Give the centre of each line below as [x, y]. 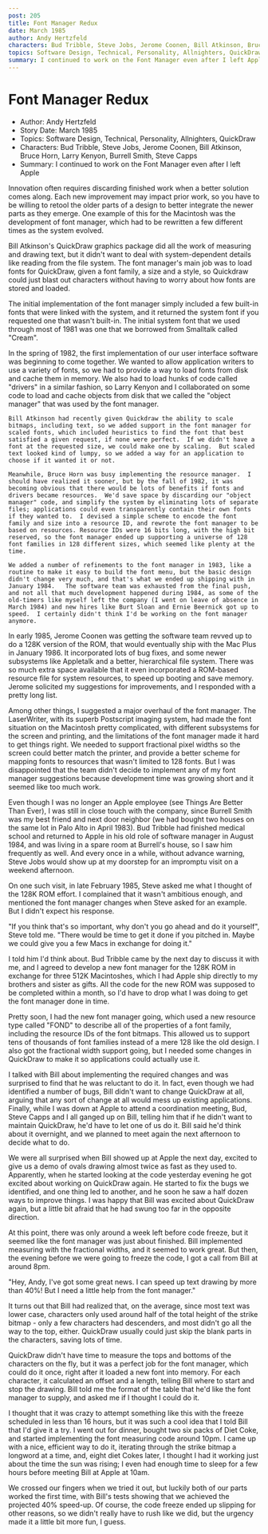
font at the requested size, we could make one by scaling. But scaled [132, 446]
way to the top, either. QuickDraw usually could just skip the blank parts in [130, 1331]
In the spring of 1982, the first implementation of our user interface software [133, 353]
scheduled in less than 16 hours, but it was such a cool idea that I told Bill [128, 1422]
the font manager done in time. [59, 1001]
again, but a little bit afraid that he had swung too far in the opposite [120, 1209]
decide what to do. [39, 1142]
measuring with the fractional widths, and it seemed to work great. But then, [133, 1249]
